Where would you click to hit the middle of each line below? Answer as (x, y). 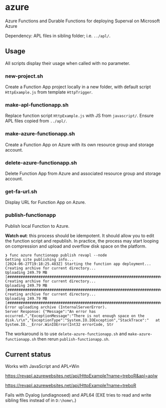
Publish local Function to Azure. (37, 226)
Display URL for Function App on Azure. (46, 203)
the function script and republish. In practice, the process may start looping (82, 241)
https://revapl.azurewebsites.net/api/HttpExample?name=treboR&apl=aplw (82, 376)
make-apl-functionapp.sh (37, 104)
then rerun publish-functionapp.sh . (73, 339)
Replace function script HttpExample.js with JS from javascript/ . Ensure (80, 116)
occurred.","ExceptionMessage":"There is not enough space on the (75, 316)
